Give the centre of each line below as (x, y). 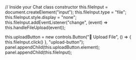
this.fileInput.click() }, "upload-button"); (45, 42)
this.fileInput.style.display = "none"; (41, 17)
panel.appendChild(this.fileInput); (38, 52)
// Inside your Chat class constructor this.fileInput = (57, 7)
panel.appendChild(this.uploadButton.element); (52, 47)
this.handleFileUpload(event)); (35, 28)
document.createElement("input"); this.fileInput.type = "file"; (66, 12)
